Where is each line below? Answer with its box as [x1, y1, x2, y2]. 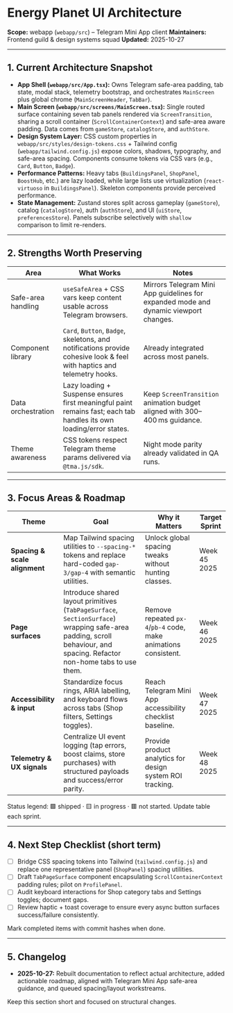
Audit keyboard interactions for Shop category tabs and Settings [17, 888, 202, 896]
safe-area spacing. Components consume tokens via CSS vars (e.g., [17, 154, 213, 163]
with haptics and [62, 360, 116, 370]
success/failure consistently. [17, 911, 99, 919]
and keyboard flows [63, 695, 128, 705]
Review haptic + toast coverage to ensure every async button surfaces [17, 903, 220, 912]
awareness [10, 452, 46, 462]
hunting [144, 568, 170, 577]
